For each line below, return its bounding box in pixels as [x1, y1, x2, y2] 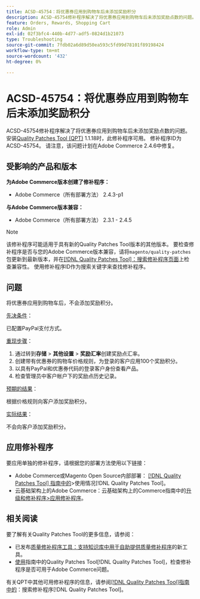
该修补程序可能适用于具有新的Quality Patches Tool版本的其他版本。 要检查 [6, 241, 189, 248]
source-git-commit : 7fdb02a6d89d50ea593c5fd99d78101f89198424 [6, 42, 164, 48]
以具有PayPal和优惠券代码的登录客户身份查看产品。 [14, 365, 142, 372]
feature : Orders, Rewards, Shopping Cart [6, 20, 111, 26]
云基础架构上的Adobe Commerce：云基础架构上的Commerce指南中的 [14, 487, 187, 494]
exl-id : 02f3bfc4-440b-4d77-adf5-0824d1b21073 [6, 31, 124, 37]
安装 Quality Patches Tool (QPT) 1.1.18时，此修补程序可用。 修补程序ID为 [6, 135, 182, 142]
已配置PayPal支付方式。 [6, 325, 65, 332]
